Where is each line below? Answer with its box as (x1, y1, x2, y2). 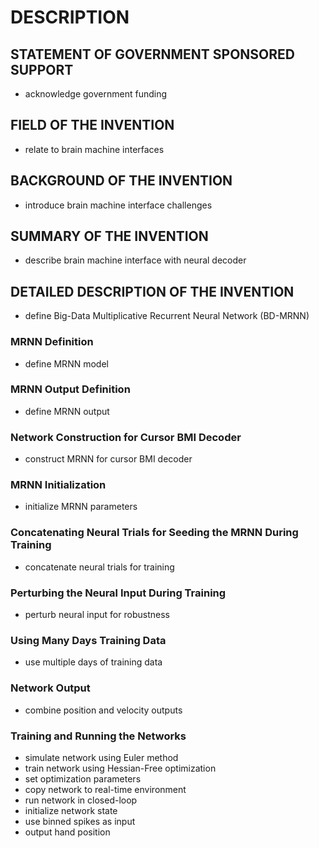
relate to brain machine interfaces (24, 143, 165, 155)
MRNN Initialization (10, 478, 107, 492)
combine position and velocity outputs (24, 704, 183, 716)
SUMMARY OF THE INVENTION (10, 228, 209, 245)
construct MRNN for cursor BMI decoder (24, 453, 193, 465)
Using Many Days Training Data (10, 633, 167, 647)
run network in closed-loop (24, 794, 138, 806)
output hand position (24, 826, 111, 838)
